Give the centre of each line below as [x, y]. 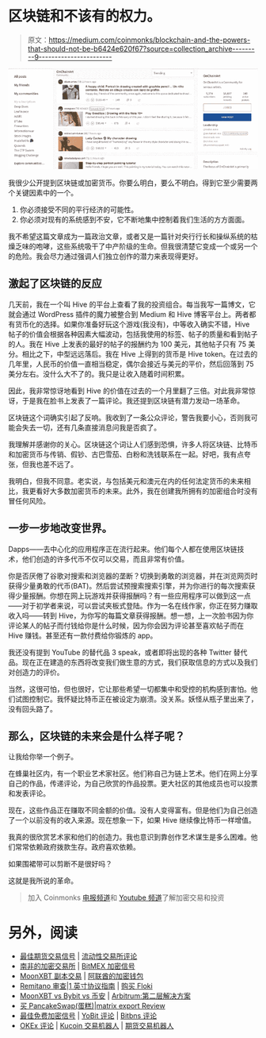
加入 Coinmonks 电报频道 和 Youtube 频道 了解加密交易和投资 [126, 897]
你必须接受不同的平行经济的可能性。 [79, 209]
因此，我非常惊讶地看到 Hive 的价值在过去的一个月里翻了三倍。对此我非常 [129, 391]
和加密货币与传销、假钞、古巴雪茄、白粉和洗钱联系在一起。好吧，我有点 [126, 454]
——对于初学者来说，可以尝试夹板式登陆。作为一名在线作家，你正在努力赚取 [133, 605]
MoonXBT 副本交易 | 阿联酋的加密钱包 [82, 976]
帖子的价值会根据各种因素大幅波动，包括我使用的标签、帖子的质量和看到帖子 [133, 334]
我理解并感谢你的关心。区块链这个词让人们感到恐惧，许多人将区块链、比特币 [133, 444]
